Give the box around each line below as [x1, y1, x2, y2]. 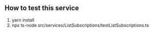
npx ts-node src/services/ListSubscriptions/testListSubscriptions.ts [11, 22, 149, 28]
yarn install [11, 17, 35, 23]
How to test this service [4, 4, 79, 12]
